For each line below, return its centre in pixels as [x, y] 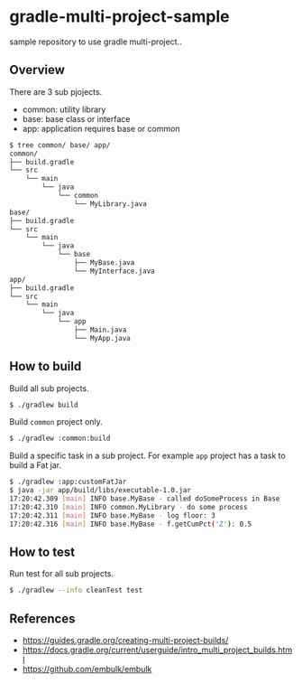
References [42, 618]
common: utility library [64, 109]
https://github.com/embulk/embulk [87, 669]
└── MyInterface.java [114, 271]
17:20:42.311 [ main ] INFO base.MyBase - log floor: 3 [113, 515]
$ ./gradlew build [44, 405]
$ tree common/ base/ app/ [60, 145]
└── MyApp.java [102, 338]
